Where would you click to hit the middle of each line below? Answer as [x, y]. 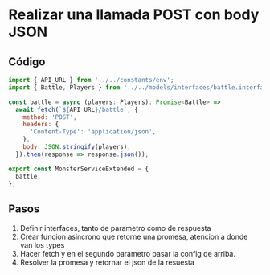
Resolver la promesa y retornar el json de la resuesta [107, 262]
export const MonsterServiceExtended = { [79, 169]
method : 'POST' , [50, 117]
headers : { [41, 125]
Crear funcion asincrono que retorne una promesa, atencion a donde [134, 237]
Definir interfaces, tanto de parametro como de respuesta [115, 228]
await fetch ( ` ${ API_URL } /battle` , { [77, 109]
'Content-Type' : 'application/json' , [93, 132]
